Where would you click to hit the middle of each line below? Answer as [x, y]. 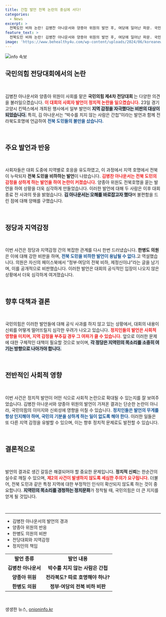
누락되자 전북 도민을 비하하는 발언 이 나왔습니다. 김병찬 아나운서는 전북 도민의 [83, 176]
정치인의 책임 [25, 546]
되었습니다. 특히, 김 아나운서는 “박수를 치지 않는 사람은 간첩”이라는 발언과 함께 [80, 115]
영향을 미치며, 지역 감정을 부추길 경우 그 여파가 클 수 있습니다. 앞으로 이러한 [77, 336]
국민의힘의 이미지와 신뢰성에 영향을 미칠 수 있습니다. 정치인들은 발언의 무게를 [85, 410]
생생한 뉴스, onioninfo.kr [29, 609]
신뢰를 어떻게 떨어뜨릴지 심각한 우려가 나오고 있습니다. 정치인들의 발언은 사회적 [81, 330]
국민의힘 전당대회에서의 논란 [46, 74]
